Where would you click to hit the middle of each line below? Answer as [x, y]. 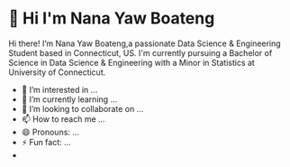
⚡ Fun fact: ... [46, 142]
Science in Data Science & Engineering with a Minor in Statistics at [132, 62]
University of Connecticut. [57, 72]
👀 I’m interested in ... [59, 89]
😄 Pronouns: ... [50, 132]
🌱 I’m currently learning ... [69, 99]
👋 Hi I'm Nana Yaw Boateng [112, 19]
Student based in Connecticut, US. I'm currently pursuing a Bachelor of [140, 52]
